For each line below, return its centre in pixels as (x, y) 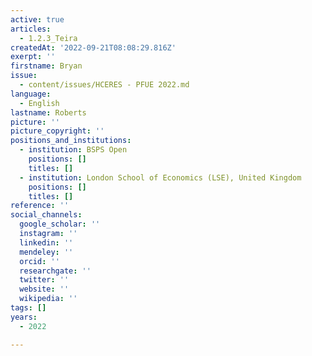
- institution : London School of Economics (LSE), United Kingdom (160, 177)
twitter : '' (44, 280)
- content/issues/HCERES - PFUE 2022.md (104, 85)
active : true (37, 19)
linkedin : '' (46, 242)
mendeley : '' (46, 252)
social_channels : (46, 215)
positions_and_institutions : (71, 141)
